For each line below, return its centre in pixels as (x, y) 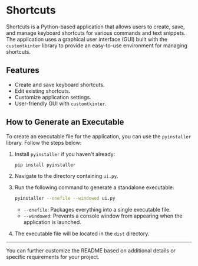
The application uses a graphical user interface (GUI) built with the (87, 39)
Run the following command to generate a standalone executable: (95, 187)
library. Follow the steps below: (44, 142)
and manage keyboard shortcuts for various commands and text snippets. (96, 33)
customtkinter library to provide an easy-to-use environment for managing (97, 46)
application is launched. (52, 222)
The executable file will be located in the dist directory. (82, 233)
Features (23, 71)
